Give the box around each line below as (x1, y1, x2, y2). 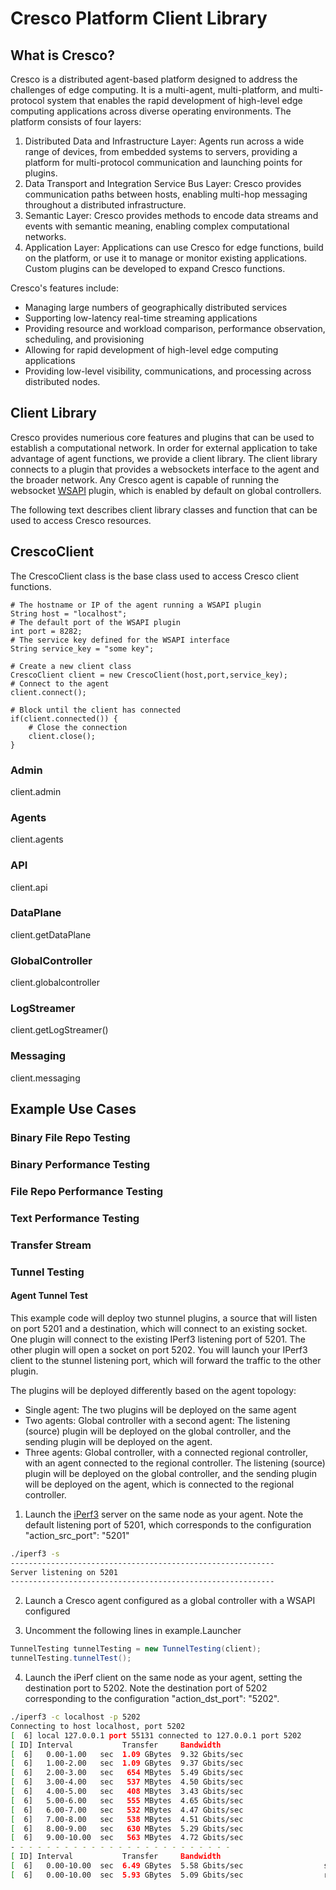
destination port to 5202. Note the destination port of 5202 (24, 1682, 268, 1694)
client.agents (10, 833, 64, 846)
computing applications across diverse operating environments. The (10, 105, 292, 117)
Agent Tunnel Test (10, 1290, 88, 1302)
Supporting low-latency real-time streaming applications (24, 312, 258, 324)
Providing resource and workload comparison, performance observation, (24, 323, 326, 334)
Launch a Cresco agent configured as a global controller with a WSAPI (24, 1595, 316, 1607)
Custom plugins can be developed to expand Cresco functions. (24, 263, 286, 274)
